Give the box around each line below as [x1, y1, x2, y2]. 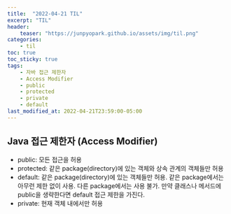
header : [7, 23, 30, 30]
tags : [7, 62, 23, 69]
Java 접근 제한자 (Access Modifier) [7, 136, 158, 148]
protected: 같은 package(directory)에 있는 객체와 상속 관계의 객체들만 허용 [17, 164, 224, 172]
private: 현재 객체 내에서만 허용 [17, 199, 104, 207]
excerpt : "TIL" [7, 17, 52, 24]
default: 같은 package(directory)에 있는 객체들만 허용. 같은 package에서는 [17, 173, 224, 181]
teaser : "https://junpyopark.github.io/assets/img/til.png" [20, 29, 199, 37]
